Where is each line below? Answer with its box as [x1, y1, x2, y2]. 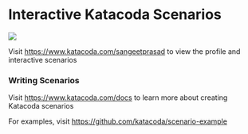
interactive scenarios [8, 55, 77, 64]
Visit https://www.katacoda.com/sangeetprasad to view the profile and [8, 46, 241, 56]
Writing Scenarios [8, 75, 80, 86]
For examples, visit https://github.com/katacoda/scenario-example [8, 117, 227, 126]
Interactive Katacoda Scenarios [8, 6, 222, 24]
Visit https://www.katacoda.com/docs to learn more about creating [8, 93, 228, 102]
